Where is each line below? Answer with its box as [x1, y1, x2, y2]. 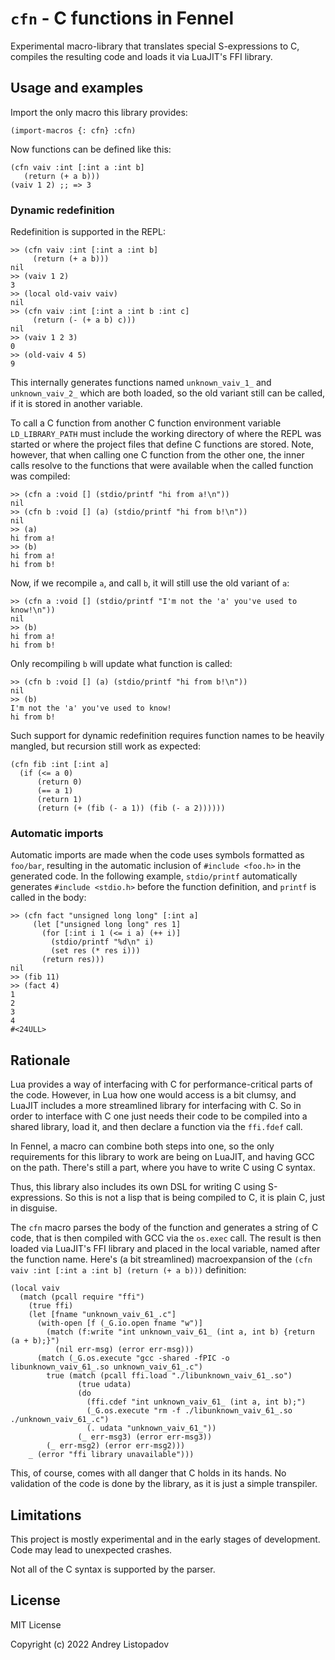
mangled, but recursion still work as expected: [10, 740, 201, 752]
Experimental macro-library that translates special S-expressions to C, [10, 40, 300, 52]
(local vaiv [10, 1283, 60, 1294]
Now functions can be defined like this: [10, 143, 172, 155]
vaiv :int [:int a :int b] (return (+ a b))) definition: [10, 1264, 247, 1276]
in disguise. [10, 1202, 58, 1214]
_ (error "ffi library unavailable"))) [28, 1450, 195, 1460]
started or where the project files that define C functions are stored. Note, [10, 438, 314, 451]
